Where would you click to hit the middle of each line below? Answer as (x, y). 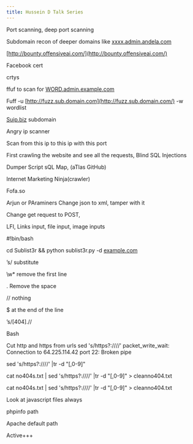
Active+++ (20, 435)
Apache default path (32, 423)
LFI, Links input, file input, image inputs (56, 226)
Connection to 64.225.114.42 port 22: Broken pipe (69, 352)
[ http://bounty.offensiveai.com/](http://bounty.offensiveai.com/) (87, 53)
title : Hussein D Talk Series (45, 12)
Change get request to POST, (44, 214)
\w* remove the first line (37, 274)
